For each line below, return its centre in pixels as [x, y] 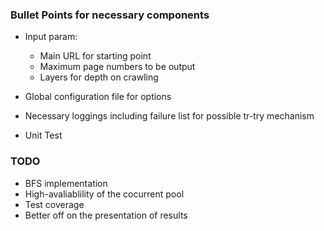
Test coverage [54, 204]
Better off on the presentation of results [106, 215]
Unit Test [43, 135]
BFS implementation [66, 183]
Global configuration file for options [98, 97]
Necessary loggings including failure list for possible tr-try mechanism [169, 116]
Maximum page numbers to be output [117, 67]
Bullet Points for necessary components [110, 15]
